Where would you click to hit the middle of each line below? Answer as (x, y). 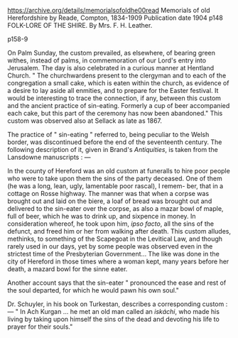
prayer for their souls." (40, 327)
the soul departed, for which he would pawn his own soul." (93, 290)
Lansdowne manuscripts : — (49, 157)
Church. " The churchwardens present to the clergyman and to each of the (117, 75)
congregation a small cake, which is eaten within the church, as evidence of (118, 83)
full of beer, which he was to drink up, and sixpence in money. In (102, 216)
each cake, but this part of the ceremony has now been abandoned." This (115, 113)
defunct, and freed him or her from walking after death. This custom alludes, (119, 231)
